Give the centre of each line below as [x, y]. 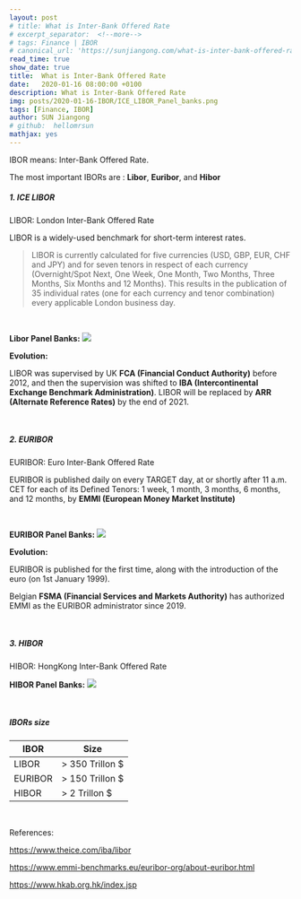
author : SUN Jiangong [50, 117]
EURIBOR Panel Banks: [52, 534]
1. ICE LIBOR [32, 197]
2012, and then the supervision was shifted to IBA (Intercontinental [134, 383]
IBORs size [30, 722]
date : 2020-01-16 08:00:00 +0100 [76, 84]
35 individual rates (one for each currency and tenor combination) [153, 293]
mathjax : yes [34, 134]
